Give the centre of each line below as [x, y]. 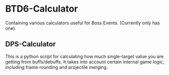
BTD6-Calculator [41, 9]
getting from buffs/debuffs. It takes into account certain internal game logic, [85, 62]
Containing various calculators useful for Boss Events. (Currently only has [83, 23]
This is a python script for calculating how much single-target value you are [84, 56]
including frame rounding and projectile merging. [57, 67]
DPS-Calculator [31, 44]
